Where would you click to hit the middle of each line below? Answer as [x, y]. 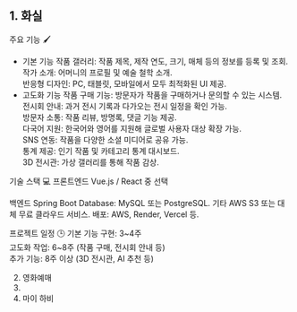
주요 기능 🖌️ [30, 39]
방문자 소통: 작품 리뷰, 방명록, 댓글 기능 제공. [99, 117]
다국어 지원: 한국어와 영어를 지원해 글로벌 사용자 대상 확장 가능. [132, 128]
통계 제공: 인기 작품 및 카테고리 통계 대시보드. [101, 151]
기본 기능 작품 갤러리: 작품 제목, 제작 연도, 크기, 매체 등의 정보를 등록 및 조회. [155, 61]
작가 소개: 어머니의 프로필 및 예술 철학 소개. [97, 72]
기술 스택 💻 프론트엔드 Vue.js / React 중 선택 [89, 181]
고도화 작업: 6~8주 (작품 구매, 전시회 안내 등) [87, 247]
